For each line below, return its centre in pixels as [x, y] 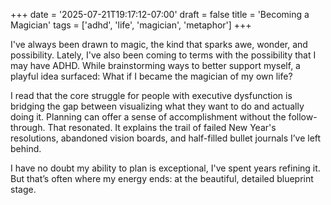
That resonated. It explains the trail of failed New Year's [162, 127]
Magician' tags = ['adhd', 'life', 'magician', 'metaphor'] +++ [131, 25]
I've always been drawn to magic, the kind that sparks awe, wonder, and [159, 44]
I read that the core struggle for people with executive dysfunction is [151, 95]
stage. [23, 189]
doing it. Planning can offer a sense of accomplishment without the [148, 117]
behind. [26, 148]
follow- [303, 117]
